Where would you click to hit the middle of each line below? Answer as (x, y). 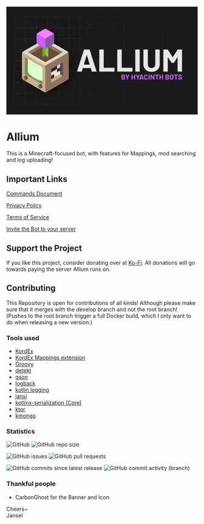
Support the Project (44, 248)
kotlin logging (32, 390)
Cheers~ (17, 509)
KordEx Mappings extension (50, 358)
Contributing (31, 288)
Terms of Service (28, 217)
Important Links (37, 179)
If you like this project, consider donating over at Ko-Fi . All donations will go (101, 263)
